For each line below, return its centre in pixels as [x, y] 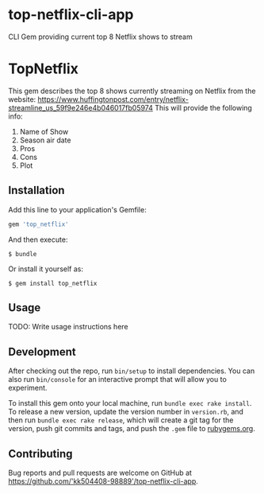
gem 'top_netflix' [38, 224]
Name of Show [44, 131]
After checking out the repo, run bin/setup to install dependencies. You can [132, 371]
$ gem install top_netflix [53, 283]
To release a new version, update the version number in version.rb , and [126, 412]
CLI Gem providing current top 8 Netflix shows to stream [100, 37]
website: [22, 99]
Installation [36, 191]
